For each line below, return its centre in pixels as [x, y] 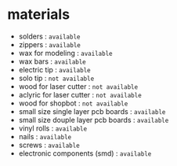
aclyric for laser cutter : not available [80, 94]
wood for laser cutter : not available [78, 86]
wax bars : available [52, 61]
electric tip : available [54, 69]
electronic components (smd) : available [85, 153]
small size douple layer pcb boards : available [94, 120]
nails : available [45, 136]
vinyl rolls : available [53, 128]
